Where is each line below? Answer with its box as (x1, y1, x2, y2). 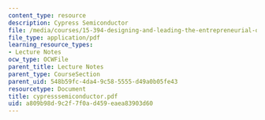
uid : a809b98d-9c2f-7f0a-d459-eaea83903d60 (8, 99, 154, 107)
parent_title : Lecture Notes (8, 63, 104, 71)
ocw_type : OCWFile (8, 56, 69, 64)
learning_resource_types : (8, 41, 93, 49)
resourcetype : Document (8, 84, 87, 93)
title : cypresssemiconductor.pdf (8, 92, 118, 100)
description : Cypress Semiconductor (8, 19, 129, 27)
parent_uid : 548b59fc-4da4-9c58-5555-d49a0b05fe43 (8, 77, 178, 85)
